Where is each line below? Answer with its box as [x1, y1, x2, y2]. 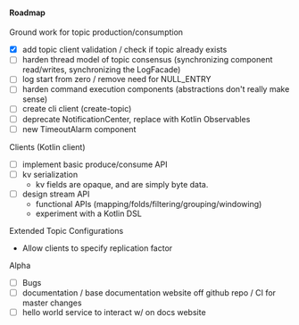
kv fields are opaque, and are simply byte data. [35, 179, 209, 189]
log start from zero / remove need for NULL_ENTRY [21, 74, 212, 85]
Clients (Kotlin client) [9, 141, 87, 152]
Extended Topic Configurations [9, 225, 124, 236]
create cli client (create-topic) [21, 104, 132, 114]
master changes [21, 297, 82, 308]
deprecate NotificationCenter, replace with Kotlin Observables [21, 113, 251, 124]
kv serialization [21, 169, 79, 179]
